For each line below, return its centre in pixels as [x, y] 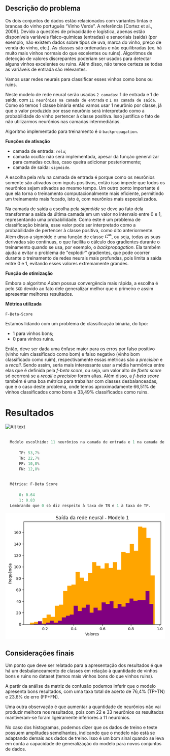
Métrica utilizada [24, 304]
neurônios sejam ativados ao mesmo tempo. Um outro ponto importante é [82, 188]
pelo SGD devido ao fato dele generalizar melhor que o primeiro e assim [79, 289]
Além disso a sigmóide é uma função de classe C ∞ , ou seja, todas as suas [83, 236]
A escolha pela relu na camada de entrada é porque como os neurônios [80, 177]
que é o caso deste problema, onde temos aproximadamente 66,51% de [80, 387]
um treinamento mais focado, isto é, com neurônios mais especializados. [81, 199]
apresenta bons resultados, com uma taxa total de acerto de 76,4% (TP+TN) [85, 691]
